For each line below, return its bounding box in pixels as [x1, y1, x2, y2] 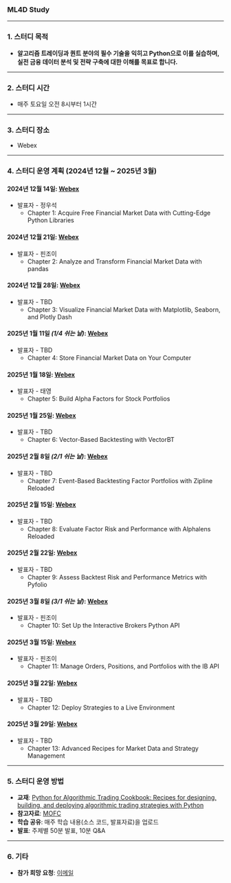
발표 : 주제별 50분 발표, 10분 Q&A [16, 827, 106, 835]
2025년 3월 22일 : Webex [7, 679, 78, 687]
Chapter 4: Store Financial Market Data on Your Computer [27, 353, 191, 362]
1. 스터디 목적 [7, 32, 49, 42]
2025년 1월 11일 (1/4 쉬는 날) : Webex [7, 329, 109, 338]
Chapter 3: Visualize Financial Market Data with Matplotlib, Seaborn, [27, 305, 221, 314]
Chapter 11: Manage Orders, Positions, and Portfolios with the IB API [27, 662, 220, 670]
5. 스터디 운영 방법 [7, 776, 64, 786]
